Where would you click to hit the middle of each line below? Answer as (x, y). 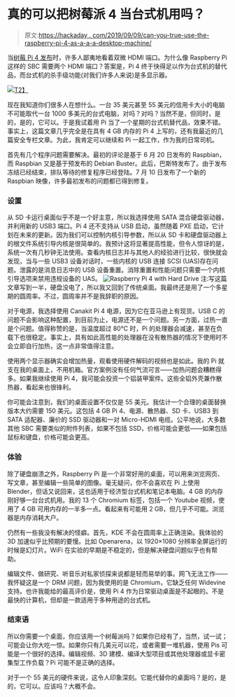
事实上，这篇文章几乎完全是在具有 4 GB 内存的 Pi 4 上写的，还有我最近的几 (115, 131)
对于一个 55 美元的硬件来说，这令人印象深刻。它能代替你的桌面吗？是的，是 (117, 677)
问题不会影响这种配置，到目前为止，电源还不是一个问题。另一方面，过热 (111, 320)
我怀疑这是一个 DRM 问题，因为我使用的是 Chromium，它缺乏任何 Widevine (116, 582)
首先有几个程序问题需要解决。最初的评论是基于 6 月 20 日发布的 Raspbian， (116, 154)
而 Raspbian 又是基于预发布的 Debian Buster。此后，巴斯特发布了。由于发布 (117, 163)
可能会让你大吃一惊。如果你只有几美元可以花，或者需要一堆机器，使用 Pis (114, 644)
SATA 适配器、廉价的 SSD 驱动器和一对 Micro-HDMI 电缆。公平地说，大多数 (116, 420)
